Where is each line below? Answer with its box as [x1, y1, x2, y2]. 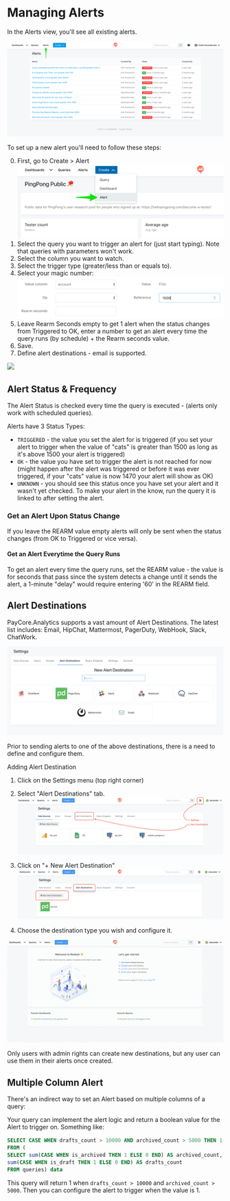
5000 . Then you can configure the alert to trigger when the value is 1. [7, 1186, 200, 1194]
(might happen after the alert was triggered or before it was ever [16, 465, 200, 473]
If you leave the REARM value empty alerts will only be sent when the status [7, 527, 222, 535]
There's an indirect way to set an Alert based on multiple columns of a [7, 1095, 206, 1103]
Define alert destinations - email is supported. [16, 349, 147, 357]
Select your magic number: [16, 268, 94, 277]
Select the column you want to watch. [16, 254, 124, 262]
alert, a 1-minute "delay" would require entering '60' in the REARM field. [7, 580, 210, 588]
